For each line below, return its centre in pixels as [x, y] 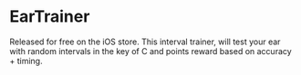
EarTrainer [50, 17]
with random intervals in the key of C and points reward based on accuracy [150, 51]
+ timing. [26, 61]
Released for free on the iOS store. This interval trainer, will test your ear [145, 42]
